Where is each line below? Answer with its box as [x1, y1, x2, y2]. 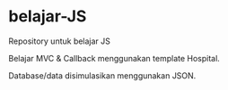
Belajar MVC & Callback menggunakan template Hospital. [8, 53, 221, 63]
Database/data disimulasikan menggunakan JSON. [8, 70, 197, 81]
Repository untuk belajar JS [8, 36, 111, 46]
